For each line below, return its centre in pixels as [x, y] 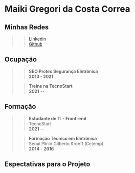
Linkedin [37, 39]
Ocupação [21, 60]
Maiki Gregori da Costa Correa [67, 9]
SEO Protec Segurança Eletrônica [63, 71]
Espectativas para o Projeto [47, 164]
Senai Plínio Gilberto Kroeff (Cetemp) [66, 144]
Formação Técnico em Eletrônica [63, 138]
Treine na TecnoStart [51, 86]
